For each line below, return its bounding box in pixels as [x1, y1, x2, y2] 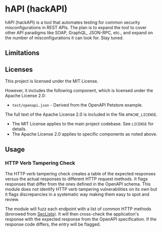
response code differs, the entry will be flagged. [5, 221, 101, 227]
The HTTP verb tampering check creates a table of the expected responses [5, 170, 156, 176]
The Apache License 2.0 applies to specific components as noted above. [12, 131, 158, 137]
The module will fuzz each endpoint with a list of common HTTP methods [5, 206, 151, 212]
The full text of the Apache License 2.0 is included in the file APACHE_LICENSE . [5, 111, 158, 117]
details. [12, 126, 27, 132]
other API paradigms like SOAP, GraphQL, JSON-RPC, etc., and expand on [5, 30, 153, 35]
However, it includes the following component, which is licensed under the [5, 88, 153, 93]
